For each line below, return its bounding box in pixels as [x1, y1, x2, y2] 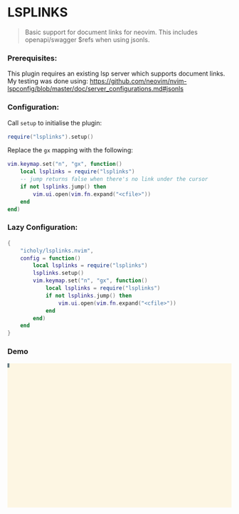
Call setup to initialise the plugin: [7, 118, 102, 127]
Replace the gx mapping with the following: [7, 146, 134, 154]
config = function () [20, 254, 81, 262]
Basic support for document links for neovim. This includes [24, 28, 198, 36]
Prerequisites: [7, 53, 58, 63]
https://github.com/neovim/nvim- [90, 77, 187, 85]
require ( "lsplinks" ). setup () [7, 133, 94, 140]
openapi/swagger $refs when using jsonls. [24, 35, 150, 43]
